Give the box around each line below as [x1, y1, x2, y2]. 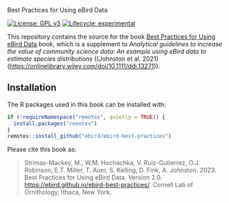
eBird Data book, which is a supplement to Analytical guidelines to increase [7, 40, 223, 48]
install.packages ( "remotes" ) [13, 120, 98, 127]
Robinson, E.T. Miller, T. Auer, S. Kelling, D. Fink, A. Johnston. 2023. [24, 166, 217, 175]
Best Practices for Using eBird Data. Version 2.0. [24, 173, 163, 182]
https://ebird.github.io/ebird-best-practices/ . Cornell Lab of [24, 181, 194, 189]
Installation [7, 82, 57, 94]
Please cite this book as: [7, 145, 77, 154]
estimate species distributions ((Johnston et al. [7, 55, 141, 63]
